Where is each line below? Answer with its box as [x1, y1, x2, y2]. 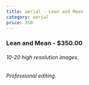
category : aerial [6, 14, 49, 20]
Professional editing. [6, 72, 56, 79]
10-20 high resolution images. [6, 54, 79, 61]
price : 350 [6, 19, 33, 25]
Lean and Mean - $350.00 [6, 39, 83, 47]
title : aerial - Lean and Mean [6, 8, 84, 15]
